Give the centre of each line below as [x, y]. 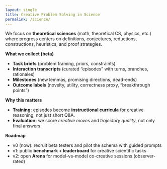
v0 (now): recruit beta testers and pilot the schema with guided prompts [87, 145]
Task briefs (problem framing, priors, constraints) [64, 64]
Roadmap [16, 136]
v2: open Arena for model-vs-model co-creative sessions [72, 156]
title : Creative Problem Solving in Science [53, 15]
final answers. [27, 126]
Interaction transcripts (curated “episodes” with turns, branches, [80, 69]
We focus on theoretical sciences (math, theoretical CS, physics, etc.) [78, 34]
